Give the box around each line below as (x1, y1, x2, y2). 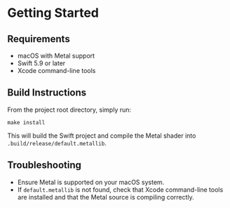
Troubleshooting (7, 160, 82, 171)
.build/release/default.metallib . (7, 138, 107, 147)
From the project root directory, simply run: (7, 105, 132, 114)
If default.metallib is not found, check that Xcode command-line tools (17, 185, 224, 194)
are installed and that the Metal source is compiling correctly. (17, 193, 194, 201)
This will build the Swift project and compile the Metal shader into (7, 131, 196, 140)
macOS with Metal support (17, 51, 95, 60)
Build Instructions (7, 86, 87, 99)
